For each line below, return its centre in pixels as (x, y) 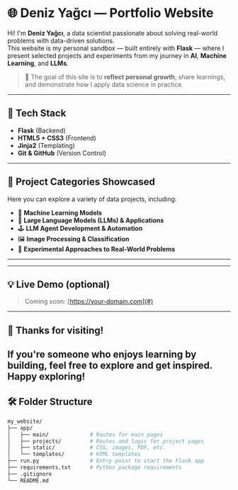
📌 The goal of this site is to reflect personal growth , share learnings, (125, 76)
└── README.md (28, 480)
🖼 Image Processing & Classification (73, 239)
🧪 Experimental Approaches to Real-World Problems (96, 249)
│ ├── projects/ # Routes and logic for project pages (106, 441)
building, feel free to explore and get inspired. (110, 366)
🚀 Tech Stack (37, 114)
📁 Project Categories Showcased (81, 182)
